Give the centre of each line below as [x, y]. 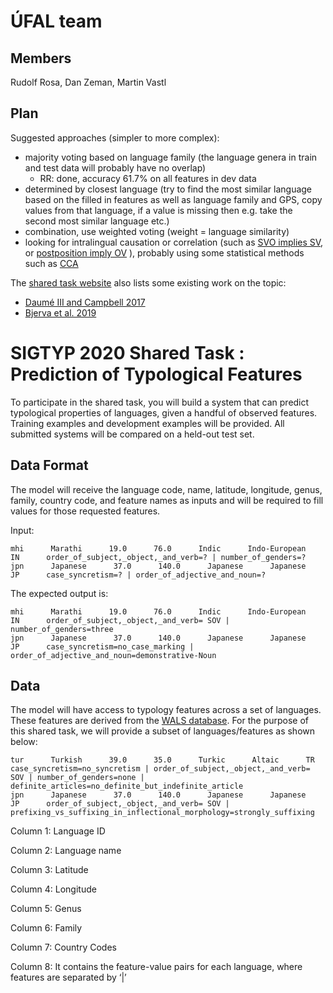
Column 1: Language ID [58, 831]
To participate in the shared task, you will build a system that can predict [160, 402]
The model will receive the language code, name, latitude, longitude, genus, [166, 489]
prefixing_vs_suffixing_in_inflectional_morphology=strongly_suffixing [162, 813]
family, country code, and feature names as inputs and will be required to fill [167, 500]
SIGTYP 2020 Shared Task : [127, 353]
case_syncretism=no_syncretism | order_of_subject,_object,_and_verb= [160, 769]
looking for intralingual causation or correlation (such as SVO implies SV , [174, 242]
